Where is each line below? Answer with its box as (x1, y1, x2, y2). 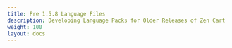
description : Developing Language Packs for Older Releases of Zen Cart (7, 17, 226, 24)
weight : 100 (7, 23, 42, 30)
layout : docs (7, 30, 46, 37)
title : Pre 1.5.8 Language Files (7, 10, 106, 18)
